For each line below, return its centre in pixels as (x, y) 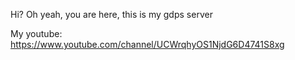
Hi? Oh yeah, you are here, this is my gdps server (111, 14)
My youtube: (36, 33)
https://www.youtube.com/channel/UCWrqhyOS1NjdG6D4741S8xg (147, 44)
